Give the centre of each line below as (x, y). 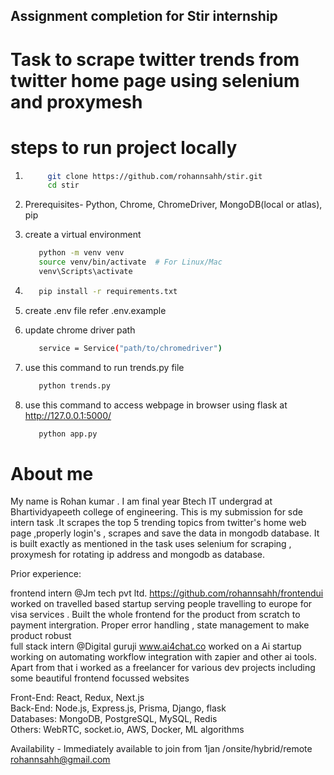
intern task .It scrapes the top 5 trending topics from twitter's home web (158, 523)
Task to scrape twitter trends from (155, 59)
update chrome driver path (80, 330)
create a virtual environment (83, 235)
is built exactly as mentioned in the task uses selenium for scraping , (151, 544)
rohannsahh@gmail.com (60, 760)
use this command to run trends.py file (104, 367)
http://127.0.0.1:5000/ (68, 415)
